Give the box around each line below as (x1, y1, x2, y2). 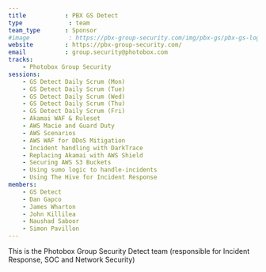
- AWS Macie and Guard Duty (22, 122, 115, 130)
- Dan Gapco (22, 195, 62, 203)
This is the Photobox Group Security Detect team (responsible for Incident (8, 247, 250, 255)
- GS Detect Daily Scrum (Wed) (22, 93, 126, 100)
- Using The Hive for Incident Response (22, 173, 158, 182)
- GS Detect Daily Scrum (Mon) (22, 77, 126, 85)
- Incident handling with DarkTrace (22, 144, 144, 152)
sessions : (8, 70, 41, 78)
